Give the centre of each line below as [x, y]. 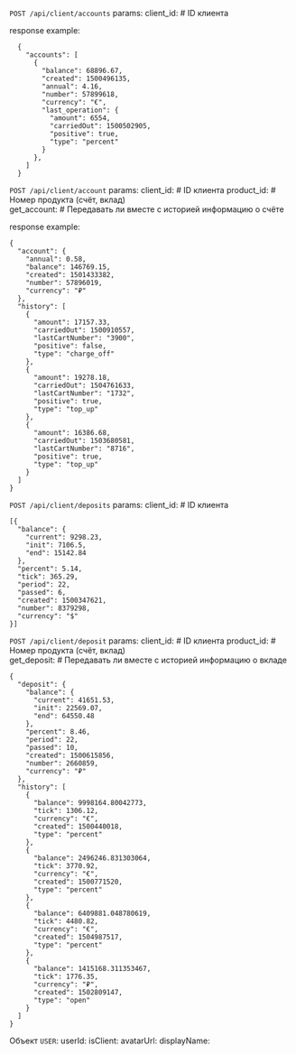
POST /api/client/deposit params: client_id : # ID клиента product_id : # [143, 641]
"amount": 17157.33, [72, 322]
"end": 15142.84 [56, 553]
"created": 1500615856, [70, 755]
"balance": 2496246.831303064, [92, 858]
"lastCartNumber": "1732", [84, 393]
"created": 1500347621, [62, 600]
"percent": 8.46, [58, 732]
